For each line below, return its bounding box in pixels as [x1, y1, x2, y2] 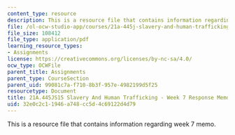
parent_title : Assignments [7, 68, 86, 75]
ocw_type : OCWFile [7, 62, 61, 69]
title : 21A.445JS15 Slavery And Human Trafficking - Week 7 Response [7, 95, 215, 102]
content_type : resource [7, 10, 77, 17]
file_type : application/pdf [7, 36, 90, 43]
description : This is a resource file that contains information [7, 17, 201, 24]
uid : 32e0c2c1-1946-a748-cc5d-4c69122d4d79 [7, 101, 136, 108]
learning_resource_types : [7, 42, 83, 49]
